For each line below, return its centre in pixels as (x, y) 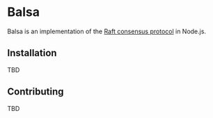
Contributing (35, 92)
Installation (32, 53)
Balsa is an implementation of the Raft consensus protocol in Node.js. (107, 31)
